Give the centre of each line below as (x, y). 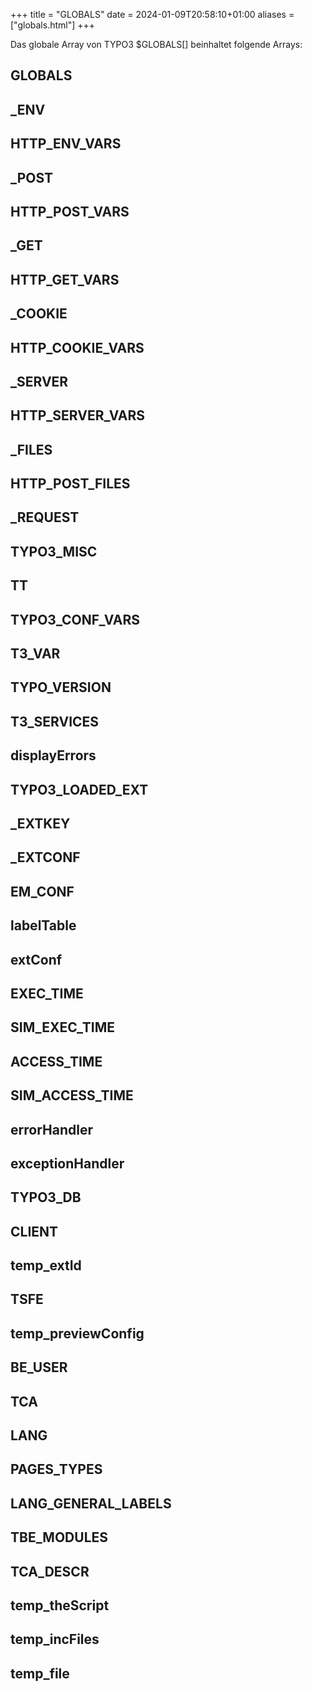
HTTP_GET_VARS (65, 279)
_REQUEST (45, 517)
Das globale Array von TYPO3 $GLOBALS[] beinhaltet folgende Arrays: (156, 44)
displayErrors (53, 755)
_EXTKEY (40, 823)
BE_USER (39, 1367)
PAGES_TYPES (56, 1469)
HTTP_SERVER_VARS (78, 415)
